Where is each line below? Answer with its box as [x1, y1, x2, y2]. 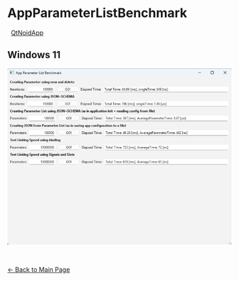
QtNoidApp [10, 28, 44, 37]
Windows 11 [7, 49, 61, 61]
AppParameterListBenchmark [7, 5, 188, 21]
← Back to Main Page [7, 265, 70, 274]
